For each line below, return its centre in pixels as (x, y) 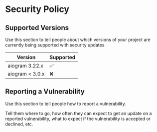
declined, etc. (19, 124)
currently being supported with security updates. (56, 45)
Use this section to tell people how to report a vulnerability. (66, 103)
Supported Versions (37, 28)
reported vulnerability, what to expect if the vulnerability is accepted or (78, 118)
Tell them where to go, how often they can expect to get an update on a (78, 113)
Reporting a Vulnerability (45, 92)
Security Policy (37, 9)
